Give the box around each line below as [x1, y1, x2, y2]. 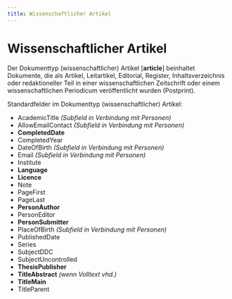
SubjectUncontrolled [17, 255, 77, 263]
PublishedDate [17, 232, 60, 241]
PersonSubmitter [17, 218, 69, 226]
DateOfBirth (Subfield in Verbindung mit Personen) [17, 143, 165, 152]
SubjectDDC [17, 247, 54, 256]
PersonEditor [17, 210, 56, 218]
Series [17, 240, 37, 248]
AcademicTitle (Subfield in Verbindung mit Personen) [17, 113, 172, 121]
